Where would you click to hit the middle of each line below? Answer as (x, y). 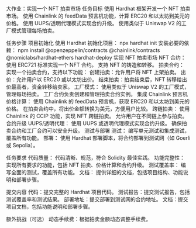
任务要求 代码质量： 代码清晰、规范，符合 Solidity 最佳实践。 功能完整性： (96, 158)
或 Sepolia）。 (22, 145)
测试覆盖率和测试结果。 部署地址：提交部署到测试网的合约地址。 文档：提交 (97, 199)
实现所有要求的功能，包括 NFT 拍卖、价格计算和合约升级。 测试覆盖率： (93, 165)
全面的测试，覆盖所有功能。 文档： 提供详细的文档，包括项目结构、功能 (97, 172)
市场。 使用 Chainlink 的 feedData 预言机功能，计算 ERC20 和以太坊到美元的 (98, 16)
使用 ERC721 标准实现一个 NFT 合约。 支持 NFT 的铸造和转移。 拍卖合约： (95, 65)
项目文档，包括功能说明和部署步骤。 (50, 207)
